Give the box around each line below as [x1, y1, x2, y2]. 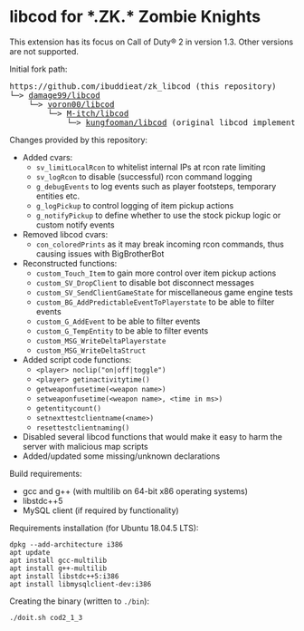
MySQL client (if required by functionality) [22, 505, 179, 516]
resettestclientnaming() [35, 423, 130, 432]
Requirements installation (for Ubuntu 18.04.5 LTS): [9, 522, 199, 533]
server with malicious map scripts [22, 441, 148, 451]
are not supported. [9, 45, 80, 56]
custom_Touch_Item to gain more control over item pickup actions [35, 267, 277, 278]
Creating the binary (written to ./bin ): [9, 596, 150, 607]
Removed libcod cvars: [22, 228, 109, 239]
